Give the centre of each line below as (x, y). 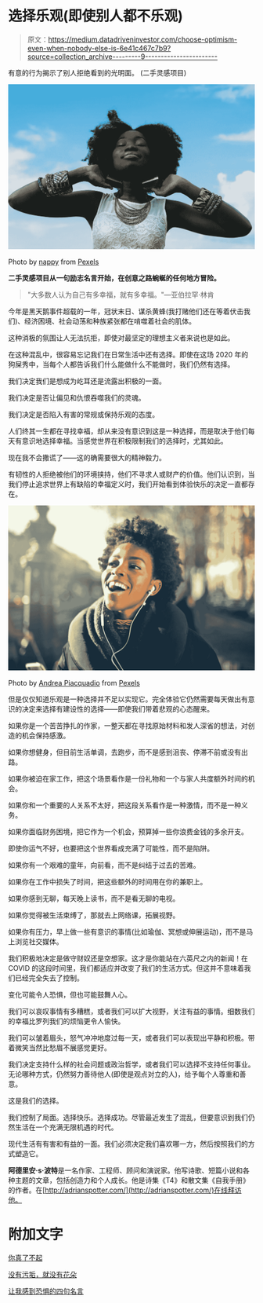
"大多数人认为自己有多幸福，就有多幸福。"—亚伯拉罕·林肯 (121, 295)
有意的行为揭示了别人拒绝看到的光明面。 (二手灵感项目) (97, 72)
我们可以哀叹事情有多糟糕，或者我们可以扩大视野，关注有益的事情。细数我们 (131, 1011)
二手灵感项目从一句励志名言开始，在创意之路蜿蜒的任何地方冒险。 (114, 278)
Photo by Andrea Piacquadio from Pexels (74, 683)
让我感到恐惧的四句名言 (46, 1291)
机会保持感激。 (46, 735)
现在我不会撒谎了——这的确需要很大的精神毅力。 (87, 458)
